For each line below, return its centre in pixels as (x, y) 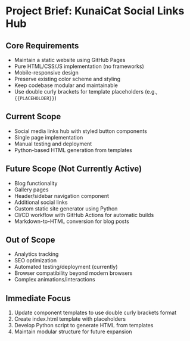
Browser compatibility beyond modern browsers (73, 273)
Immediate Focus (38, 298)
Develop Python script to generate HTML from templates (84, 325)
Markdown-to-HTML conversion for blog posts (71, 221)
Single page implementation (49, 137)
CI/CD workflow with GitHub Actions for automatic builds (84, 215)
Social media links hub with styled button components (80, 131)
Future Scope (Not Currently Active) (74, 169)
